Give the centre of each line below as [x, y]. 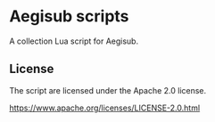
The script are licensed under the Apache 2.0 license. [108, 90]
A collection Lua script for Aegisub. [74, 41]
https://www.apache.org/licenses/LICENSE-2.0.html [105, 108]
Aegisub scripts [69, 16]
